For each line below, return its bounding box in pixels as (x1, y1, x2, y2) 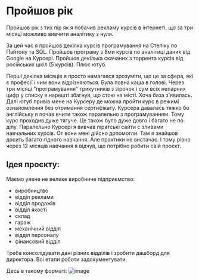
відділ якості (14, 206, 48, 213)
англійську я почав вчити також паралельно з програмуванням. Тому (6, 110, 185, 118)
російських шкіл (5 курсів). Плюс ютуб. (6, 61, 107, 68)
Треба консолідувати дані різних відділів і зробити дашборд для (6, 249, 170, 256)
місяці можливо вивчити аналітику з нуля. (6, 30, 114, 37)
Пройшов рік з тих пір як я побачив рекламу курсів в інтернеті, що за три (6, 24, 194, 31)
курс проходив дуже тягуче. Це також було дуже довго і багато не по (6, 116, 184, 124)
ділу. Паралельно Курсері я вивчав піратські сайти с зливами (6, 123, 164, 130)
